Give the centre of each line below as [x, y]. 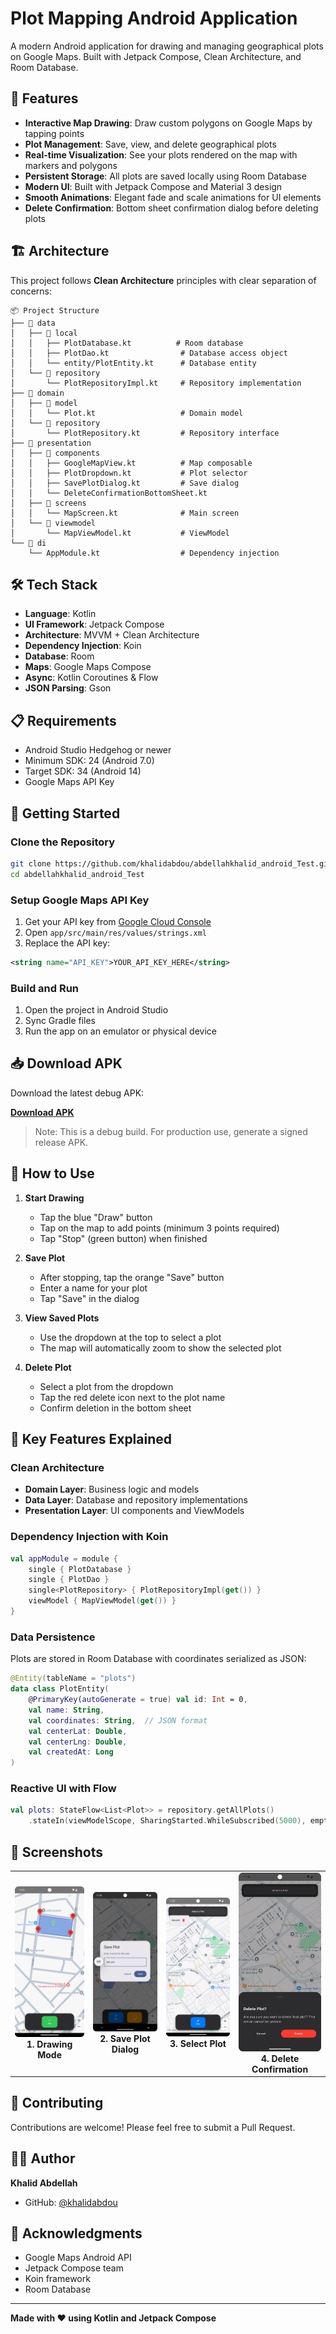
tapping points [54, 133]
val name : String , [66, 1710]
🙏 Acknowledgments [76, 2233]
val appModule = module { [64, 1558]
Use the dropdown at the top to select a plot [130, 1337]
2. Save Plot [125, 2038]
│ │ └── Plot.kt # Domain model [127, 413]
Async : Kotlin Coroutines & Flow [91, 678]
